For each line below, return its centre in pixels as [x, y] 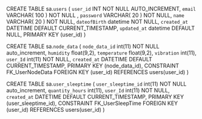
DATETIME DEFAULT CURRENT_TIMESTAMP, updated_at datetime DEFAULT [101, 28]
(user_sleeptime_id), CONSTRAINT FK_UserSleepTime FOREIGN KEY [92, 103]
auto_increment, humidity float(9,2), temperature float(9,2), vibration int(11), [102, 53]
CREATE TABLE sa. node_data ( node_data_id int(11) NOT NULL [83, 46]
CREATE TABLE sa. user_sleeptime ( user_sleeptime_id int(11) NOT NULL [96, 84]
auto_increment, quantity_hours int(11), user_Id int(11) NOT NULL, [88, 90]
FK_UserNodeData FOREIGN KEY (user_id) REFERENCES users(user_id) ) [98, 72]
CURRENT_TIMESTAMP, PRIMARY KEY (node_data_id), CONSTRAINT [93, 66]
